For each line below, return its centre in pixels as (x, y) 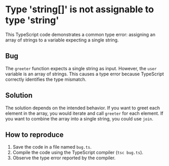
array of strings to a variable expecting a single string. (62, 40)
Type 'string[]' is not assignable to (80, 9)
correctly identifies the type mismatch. (46, 79)
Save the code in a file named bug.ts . (52, 147)
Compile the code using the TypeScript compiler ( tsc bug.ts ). (78, 153)
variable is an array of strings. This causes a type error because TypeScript (85, 74)
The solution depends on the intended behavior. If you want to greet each (82, 108)
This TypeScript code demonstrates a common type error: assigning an (80, 34)
